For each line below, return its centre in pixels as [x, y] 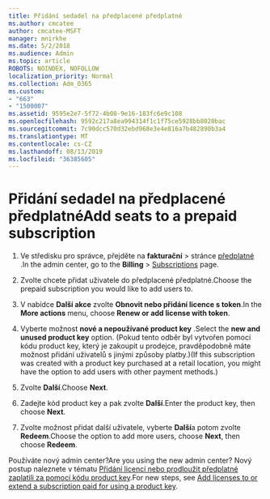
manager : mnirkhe [38, 38]
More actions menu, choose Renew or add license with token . [125, 313]
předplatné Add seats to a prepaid [123, 216]
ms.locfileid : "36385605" [52, 159]
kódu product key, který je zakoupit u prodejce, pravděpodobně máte [135, 346]
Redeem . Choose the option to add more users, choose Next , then [130, 436]
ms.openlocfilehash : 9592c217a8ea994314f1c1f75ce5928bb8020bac [117, 122]
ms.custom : [27, 91]
